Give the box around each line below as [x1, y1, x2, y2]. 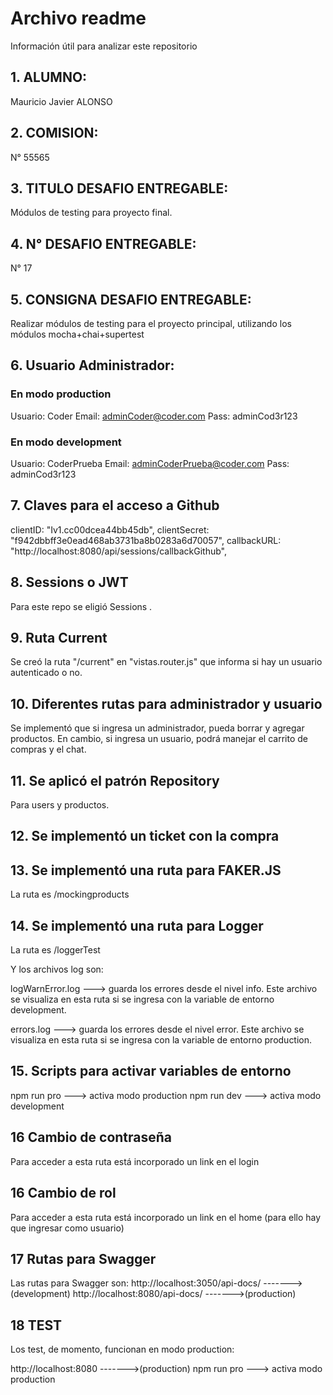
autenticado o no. [10, 667, 83, 679]
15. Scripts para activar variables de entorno [10, 1063, 292, 1080]
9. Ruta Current [10, 630, 108, 646]
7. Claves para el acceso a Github [10, 497, 220, 514]
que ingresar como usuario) [10, 1222, 125, 1234]
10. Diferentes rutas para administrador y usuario [10, 695, 323, 712]
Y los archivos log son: [10, 963, 104, 976]
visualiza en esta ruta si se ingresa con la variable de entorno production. [10, 1034, 313, 1046]
